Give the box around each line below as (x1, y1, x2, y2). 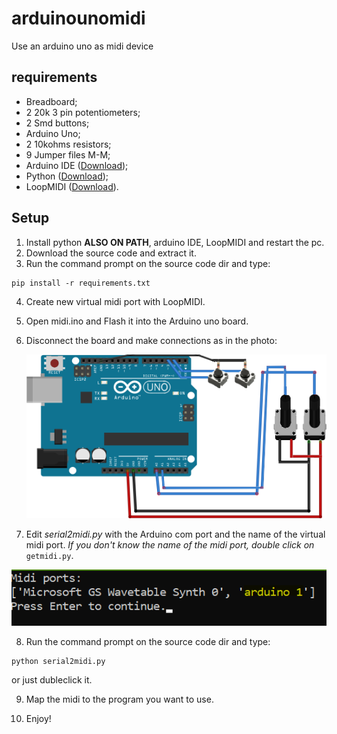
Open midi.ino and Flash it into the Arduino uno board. (25, 315, 249, 327)
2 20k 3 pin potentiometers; (25, 106, 141, 118)
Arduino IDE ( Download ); (25, 159, 129, 171)
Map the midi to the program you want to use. (25, 693, 214, 706)
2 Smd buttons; (25, 117, 90, 129)
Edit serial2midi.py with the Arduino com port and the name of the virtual (25, 528, 326, 540)
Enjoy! (25, 713, 52, 725)
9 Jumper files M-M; (25, 148, 111, 161)
